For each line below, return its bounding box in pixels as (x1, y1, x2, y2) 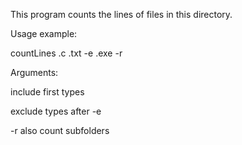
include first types (10, 86, 85, 98)
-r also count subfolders (10, 125, 110, 136)
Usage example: (10, 28, 78, 39)
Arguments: (10, 67, 59, 78)
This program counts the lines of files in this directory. (10, 9, 233, 20)
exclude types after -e (10, 105, 102, 117)
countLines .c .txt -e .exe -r (10, 47, 123, 59)
